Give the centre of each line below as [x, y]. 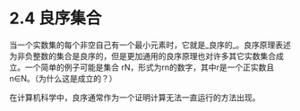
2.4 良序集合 [56, 18]
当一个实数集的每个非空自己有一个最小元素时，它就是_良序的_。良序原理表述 [150, 45]
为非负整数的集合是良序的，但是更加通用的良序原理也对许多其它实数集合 [142, 55]
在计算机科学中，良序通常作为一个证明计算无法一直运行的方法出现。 [135, 97]
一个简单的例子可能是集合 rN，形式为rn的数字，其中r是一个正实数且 [150, 67]
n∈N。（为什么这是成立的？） [64, 78]
